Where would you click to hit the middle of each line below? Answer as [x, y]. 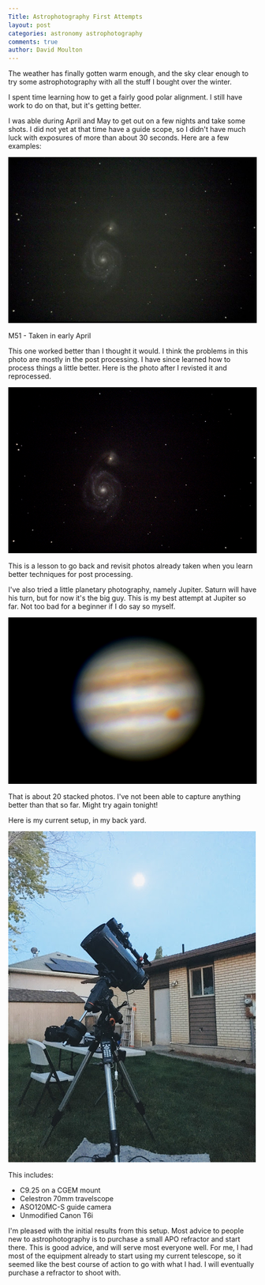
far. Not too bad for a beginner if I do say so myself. [92, 607]
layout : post [30, 25]
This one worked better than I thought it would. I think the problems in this [128, 351]
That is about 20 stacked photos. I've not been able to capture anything [125, 796]
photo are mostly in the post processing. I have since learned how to [119, 360]
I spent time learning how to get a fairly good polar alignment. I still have [125, 97]
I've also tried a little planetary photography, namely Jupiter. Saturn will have [132, 590]
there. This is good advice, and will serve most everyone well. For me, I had [131, 1247]
